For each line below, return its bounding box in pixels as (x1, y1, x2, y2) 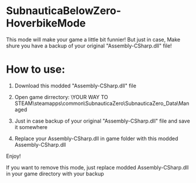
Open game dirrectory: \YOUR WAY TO (14, 93, 108, 100)
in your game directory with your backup (6, 170, 104, 177)
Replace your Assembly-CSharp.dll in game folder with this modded (14, 135, 178, 142)
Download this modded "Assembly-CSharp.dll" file (14, 82, 136, 89)
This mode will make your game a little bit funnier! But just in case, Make (6, 36, 180, 43)
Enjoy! (6, 152, 22, 160)
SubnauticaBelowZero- (6, 4, 122, 18)
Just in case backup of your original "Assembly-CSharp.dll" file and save (14, 117, 190, 124)
